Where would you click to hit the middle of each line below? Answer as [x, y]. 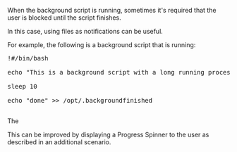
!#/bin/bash [28, 58]
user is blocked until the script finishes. [64, 18]
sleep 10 [22, 86]
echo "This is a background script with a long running [106, 72]
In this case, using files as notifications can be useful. [85, 31]
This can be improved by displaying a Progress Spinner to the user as [108, 134]
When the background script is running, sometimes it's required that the [112, 10]
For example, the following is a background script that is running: [102, 45]
